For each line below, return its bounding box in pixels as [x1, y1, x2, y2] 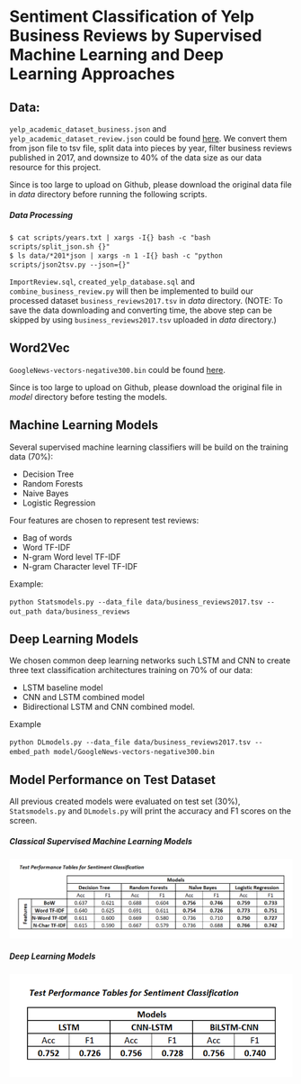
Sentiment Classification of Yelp [9, 6, 254, 27]
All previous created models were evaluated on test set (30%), [9, 796, 241, 807]
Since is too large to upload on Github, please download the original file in [9, 381, 283, 393]
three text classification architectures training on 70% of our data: [9, 665, 253, 676]
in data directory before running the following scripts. [9, 189, 208, 199]
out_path [9, 606, 42, 616]
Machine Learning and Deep [9, 45, 225, 65]
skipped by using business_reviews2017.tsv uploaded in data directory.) [9, 314, 277, 325]
